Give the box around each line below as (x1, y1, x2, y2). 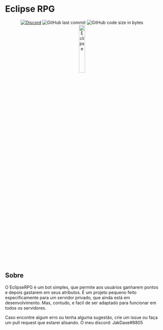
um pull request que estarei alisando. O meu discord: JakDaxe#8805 (5, 319, 143, 325)
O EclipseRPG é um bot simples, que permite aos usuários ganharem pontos (5, 284, 159, 290)
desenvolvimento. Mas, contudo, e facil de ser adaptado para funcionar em (5, 300, 157, 306)
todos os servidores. (5, 305, 46, 311)
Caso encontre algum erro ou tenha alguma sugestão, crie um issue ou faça (5, 314, 158, 320)
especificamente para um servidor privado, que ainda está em (5, 294, 130, 300)
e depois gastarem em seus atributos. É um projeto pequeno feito (5, 289, 137, 295)
